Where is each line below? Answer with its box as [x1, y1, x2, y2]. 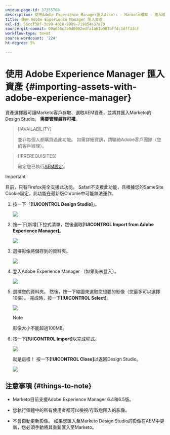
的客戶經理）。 [17, 142, 47, 149]
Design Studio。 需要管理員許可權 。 [5, 116, 80, 122]
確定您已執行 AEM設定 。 [17, 163, 68, 169]
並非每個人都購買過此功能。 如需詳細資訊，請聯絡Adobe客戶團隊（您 [17, 136, 162, 142]
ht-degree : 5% [5, 41, 35, 46]
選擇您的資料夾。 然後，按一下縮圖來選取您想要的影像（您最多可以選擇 [12, 288, 160, 295]
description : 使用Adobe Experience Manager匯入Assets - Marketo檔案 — [5, 12, 153, 17]
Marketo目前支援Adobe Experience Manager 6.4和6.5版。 [12, 396, 134, 402]
